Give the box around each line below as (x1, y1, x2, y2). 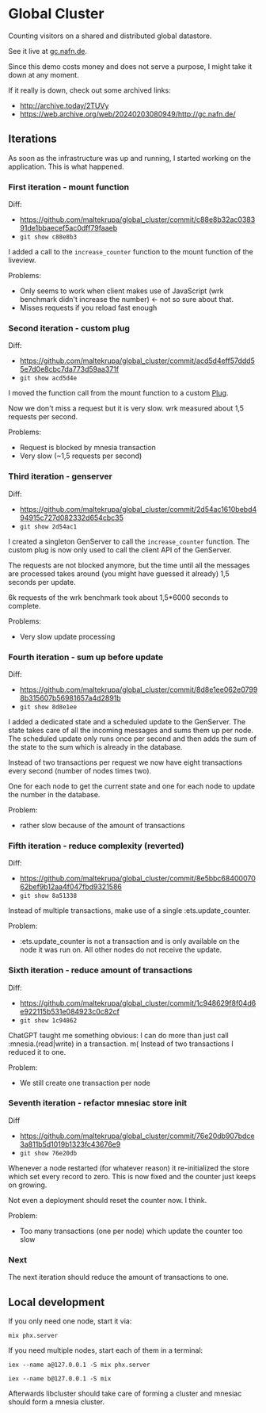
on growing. (8, 1180, 47, 1190)
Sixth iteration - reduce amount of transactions (8, 964, 193, 976)
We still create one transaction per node (19, 1078, 150, 1087)
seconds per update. (8, 577, 76, 586)
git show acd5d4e (19, 374, 78, 383)
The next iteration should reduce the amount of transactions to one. (8, 1273, 229, 1282)
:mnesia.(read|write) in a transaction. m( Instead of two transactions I (8, 1039, 234, 1048)
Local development (8, 1295, 105, 1308)
